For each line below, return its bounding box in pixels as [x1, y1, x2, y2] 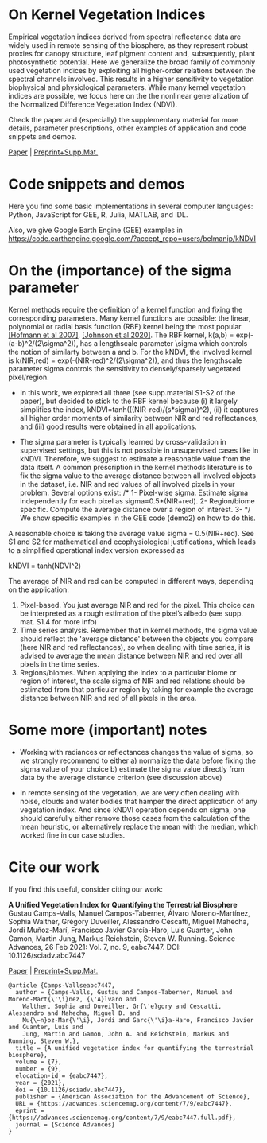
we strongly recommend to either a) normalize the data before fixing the [19, 756, 257, 765]
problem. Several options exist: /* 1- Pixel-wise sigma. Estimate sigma [19, 488, 249, 497]
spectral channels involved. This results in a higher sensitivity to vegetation [8, 74, 254, 84]
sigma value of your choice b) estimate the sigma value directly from [19, 764, 245, 773]
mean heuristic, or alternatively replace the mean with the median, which [19, 822, 258, 831]
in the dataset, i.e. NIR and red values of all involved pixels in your [19, 479, 235, 488]
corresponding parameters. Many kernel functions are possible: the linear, [8, 313, 251, 323]
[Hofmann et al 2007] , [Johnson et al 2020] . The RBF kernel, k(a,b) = [8, 330, 234, 340]
